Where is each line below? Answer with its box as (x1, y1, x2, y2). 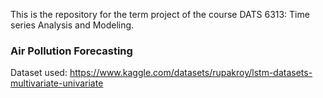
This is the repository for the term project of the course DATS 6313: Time (10, 9, 310, 20)
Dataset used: (10, 67, 68, 79)
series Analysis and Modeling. (10, 19, 135, 31)
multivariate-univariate (10, 77, 104, 89)
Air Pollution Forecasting (10, 44, 133, 58)
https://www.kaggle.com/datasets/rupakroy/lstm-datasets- (69, 67, 313, 79)
